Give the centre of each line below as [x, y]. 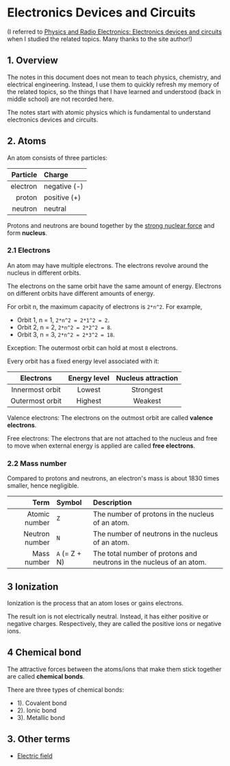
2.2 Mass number [37, 463]
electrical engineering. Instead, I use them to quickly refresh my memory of [113, 84]
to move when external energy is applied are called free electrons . [101, 445]
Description [112, 502]
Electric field [35, 756]
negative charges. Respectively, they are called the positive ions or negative [114, 623]
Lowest [89, 389]
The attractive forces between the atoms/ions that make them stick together [114, 669]
